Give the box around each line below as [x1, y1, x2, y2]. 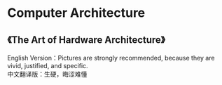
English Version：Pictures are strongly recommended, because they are [7, 54, 215, 62]
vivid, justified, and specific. [7, 62, 89, 70]
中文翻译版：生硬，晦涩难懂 [7, 70, 88, 78]
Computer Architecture [7, 5, 146, 21]
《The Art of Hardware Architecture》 [7, 34, 166, 46]
